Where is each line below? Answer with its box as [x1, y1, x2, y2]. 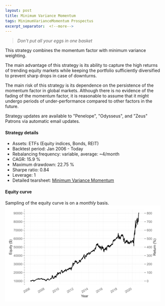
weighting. [5, 52, 27, 59]
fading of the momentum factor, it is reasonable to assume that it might [5, 93, 149, 99]
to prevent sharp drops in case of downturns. [5, 73, 97, 79]
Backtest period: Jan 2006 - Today [12, 146, 84, 152]
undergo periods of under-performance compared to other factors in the [5, 98, 153, 104]
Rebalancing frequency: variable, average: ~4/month [12, 151, 120, 157]
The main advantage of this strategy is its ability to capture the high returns [5, 62, 158, 68]
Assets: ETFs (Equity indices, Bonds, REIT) [12, 141, 99, 147]
